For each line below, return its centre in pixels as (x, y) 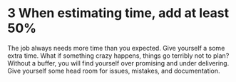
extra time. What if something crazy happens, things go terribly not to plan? (118, 56)
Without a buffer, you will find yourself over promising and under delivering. (118, 63)
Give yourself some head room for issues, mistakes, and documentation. (114, 71)
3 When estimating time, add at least (118, 13)
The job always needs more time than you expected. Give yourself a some (116, 48)
